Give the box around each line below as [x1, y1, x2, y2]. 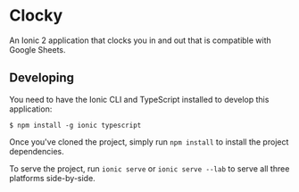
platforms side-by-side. [9, 172, 96, 183]
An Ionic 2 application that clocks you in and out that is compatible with [9, 35, 272, 46]
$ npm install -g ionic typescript [9, 121, 142, 129]
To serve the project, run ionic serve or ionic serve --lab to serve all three [9, 163, 290, 174]
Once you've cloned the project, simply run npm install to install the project [9, 136, 289, 147]
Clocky [9, 5, 63, 26]
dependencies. [9, 146, 64, 156]
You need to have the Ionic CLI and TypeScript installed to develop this [9, 94, 270, 104]
